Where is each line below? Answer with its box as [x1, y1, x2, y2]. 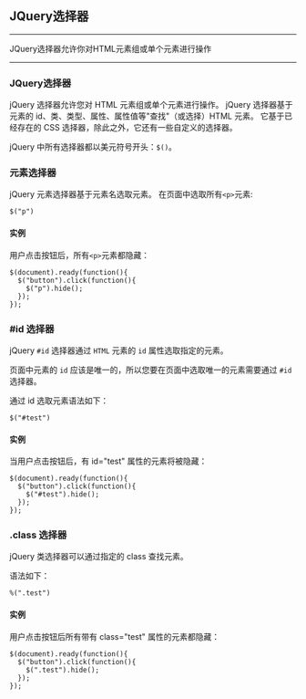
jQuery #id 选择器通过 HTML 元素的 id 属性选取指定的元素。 [9, 345, 229, 356]
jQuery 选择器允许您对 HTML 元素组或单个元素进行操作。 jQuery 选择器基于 [9, 99, 293, 110]
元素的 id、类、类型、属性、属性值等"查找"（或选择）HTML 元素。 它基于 [9, 110, 285, 121]
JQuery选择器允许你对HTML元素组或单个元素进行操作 [9, 43, 212, 54]
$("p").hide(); [25, 284, 84, 293]
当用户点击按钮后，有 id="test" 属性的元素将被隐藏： [9, 455, 208, 467]
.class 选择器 [9, 528, 67, 541]
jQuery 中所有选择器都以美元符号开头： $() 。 [9, 141, 178, 152]
